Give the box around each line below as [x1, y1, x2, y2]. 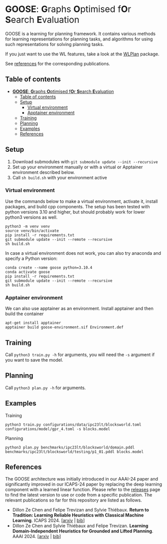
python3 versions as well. [5, 214, 58, 220]
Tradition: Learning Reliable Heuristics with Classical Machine [12, 512, 144, 518]
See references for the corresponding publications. [5, 60, 111, 66]
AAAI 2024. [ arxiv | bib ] [12, 534, 61, 540]
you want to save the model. [5, 357, 63, 363]
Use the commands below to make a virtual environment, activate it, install [5, 198, 158, 204]
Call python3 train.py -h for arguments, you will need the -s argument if [5, 351, 155, 358]
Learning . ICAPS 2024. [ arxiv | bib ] [12, 518, 85, 524]
